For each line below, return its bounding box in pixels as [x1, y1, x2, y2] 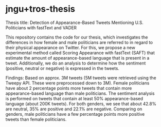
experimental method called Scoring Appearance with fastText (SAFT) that [5, 50, 155, 56]
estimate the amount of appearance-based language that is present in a [5, 55, 150, 61]
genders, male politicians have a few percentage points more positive [5, 111, 145, 117]
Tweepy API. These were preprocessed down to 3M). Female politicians [5, 80, 150, 86]
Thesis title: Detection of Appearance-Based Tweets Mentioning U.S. [5, 20, 144, 25]
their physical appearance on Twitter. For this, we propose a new [5, 44, 136, 50]
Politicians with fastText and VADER [5, 24, 77, 30]
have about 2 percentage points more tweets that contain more [5, 85, 132, 91]
